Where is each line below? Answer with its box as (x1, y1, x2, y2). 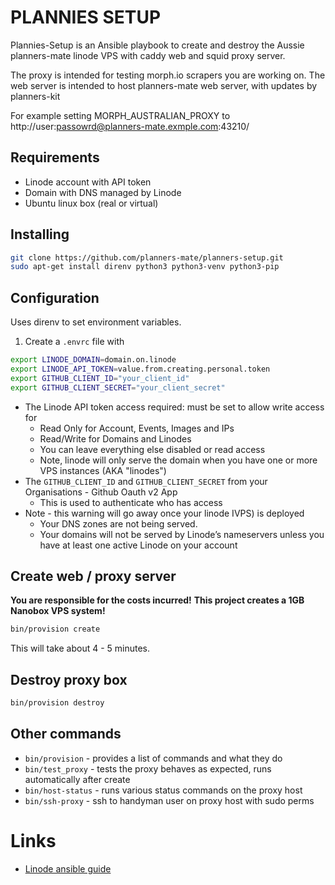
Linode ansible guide (24, 862, 112, 875)
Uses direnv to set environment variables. (10, 316, 182, 328)
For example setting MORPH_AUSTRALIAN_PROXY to (10, 109, 231, 121)
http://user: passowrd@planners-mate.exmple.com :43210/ (10, 120, 250, 132)
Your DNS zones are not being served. (39, 517, 198, 530)
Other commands (10, 726, 122, 743)
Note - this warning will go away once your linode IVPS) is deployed (24, 507, 305, 519)
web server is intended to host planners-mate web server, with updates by (10, 79, 318, 91)
